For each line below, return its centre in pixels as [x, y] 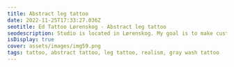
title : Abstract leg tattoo [48, 14]
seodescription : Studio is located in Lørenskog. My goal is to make [110, 33]
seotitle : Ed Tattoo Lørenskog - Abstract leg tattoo [87, 27]
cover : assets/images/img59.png [54, 46]
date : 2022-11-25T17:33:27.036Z [54, 20]
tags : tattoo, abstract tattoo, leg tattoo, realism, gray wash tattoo [113, 53]
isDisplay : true [31, 40]
